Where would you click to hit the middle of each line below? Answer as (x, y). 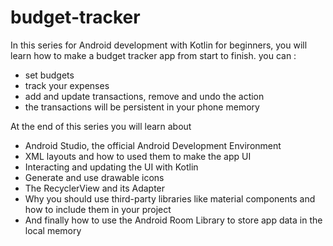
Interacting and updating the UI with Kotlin (111, 167)
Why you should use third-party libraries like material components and (170, 198)
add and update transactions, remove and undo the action (144, 96)
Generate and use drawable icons (94, 177)
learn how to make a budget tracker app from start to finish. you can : (153, 55)
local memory (53, 230)
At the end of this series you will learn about (101, 126)
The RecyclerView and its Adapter (95, 188)
